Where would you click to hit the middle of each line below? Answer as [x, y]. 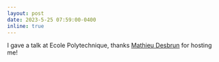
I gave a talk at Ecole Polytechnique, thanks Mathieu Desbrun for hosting [109, 46]
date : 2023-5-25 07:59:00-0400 [52, 20]
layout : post [26, 13]
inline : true [26, 26]
